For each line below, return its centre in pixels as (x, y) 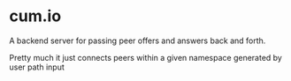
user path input (37, 67)
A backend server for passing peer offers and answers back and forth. (138, 40)
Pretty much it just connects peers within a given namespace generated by (146, 57)
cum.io (35, 16)
